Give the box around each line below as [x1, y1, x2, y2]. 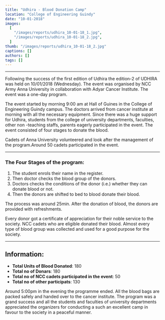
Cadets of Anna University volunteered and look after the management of [5, 137, 154, 143]
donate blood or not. [12, 186, 54, 192]
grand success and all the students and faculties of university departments [5, 299, 157, 305]
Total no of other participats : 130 [12, 279, 81, 285]
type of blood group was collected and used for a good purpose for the [5, 226, 150, 232]
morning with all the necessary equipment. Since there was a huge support [5, 111, 157, 117]
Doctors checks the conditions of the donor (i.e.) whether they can [12, 180, 147, 186]
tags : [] [5, 58, 23, 63]
